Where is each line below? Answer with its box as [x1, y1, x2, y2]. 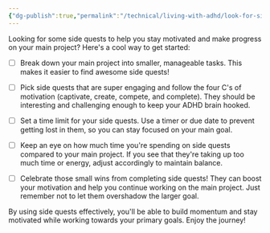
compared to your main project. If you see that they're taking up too [19, 149, 245, 159]
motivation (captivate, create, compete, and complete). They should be [19, 92, 256, 101]
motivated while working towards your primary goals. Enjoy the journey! [8, 215, 247, 225]
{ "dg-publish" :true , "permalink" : [8, 11, 121, 20]
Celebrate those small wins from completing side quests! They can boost [19, 174, 262, 183]
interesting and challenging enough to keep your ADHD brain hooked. [19, 100, 251, 109]
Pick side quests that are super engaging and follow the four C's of [19, 82, 242, 92]
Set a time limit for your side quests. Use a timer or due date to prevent [19, 116, 255, 125]
